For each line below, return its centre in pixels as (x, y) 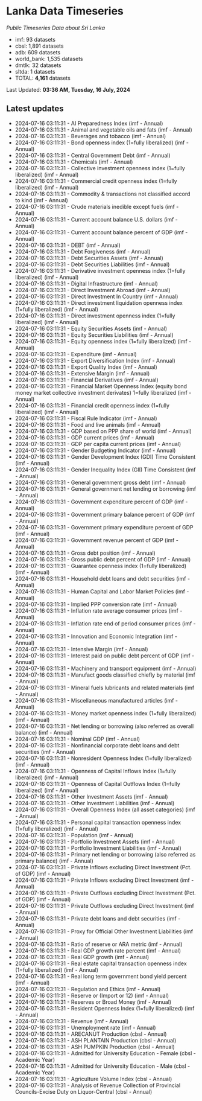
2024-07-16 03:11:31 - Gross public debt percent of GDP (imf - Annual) (103, 559)
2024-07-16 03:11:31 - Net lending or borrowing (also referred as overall (104, 726)
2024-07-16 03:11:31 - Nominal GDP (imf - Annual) (77, 739)
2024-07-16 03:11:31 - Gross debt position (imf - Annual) (85, 553)
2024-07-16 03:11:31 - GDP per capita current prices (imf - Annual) (98, 444)
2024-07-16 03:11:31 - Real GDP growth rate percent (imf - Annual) (98, 950)
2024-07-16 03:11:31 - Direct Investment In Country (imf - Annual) (96, 296)
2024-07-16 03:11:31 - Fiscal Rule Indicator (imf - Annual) (86, 418)
